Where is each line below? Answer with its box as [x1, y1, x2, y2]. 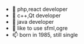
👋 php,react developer [11, 6, 68, 12]
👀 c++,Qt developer [11, 12, 62, 19]
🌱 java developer [11, 18, 54, 25]
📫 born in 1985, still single [11, 32, 79, 38]
